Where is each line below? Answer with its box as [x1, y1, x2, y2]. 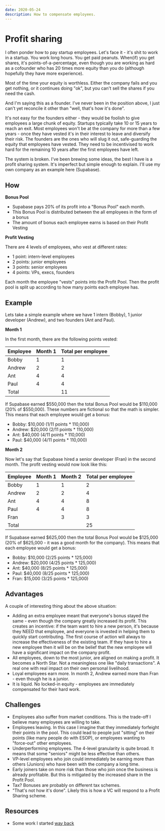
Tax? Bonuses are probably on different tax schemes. [12, 782, 121, 788]
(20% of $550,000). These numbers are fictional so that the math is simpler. [5, 406, 160, 412]
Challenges [5, 701, 41, 709]
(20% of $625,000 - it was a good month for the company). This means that [5, 540, 160, 546]
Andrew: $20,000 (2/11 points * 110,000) [12, 427, 94, 433]
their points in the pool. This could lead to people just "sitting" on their [12, 730, 155, 735]
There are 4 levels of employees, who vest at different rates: [5, 244, 128, 250]
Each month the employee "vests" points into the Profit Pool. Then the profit [5, 279, 159, 285]
